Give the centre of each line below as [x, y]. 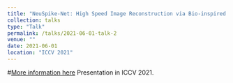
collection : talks [34, 20]
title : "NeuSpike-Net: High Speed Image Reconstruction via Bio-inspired [117, 14]
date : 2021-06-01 [32, 46]
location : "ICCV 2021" [40, 53]
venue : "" [22, 40]
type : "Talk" [26, 27]
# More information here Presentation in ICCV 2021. [81, 72]
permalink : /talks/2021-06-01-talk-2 [62, 33]
